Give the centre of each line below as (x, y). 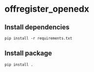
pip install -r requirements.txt (38, 38)
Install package (28, 53)
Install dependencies (37, 27)
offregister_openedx (47, 9)
